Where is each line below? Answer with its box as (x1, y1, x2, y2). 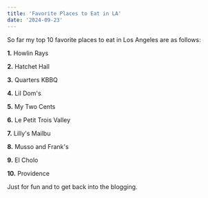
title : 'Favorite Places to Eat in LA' (7, 10, 122, 17)
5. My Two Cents (7, 102, 56, 110)
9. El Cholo (7, 156, 39, 164)
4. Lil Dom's (7, 89, 41, 97)
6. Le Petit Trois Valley (7, 115, 71, 124)
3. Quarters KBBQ (7, 75, 59, 83)
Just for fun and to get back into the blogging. (7, 182, 138, 190)
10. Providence (7, 169, 50, 177)
